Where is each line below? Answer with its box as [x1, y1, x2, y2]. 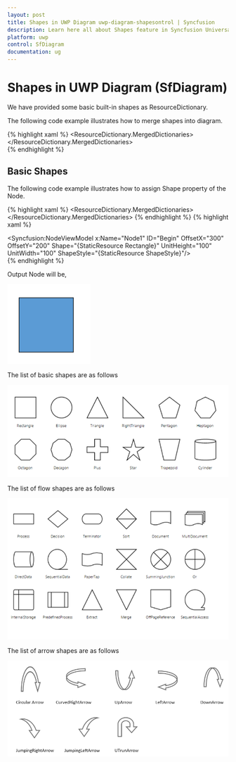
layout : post [7, 11, 46, 18]
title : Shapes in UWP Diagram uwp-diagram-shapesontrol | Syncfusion [7, 18, 216, 26]
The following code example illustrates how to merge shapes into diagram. [7, 116, 223, 125]
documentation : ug [7, 49, 61, 56]
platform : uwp [7, 34, 49, 41]
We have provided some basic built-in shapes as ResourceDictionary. [7, 103, 209, 111]
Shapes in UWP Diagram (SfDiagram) [7, 80, 228, 96]
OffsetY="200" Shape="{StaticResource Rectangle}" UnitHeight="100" [7, 241, 212, 250]
